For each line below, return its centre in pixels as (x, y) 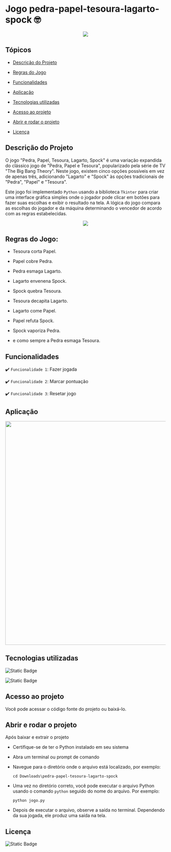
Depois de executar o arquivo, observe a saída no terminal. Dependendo (89, 810)
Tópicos (18, 50)
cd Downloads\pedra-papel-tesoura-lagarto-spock (65, 776)
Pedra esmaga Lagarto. (37, 271)
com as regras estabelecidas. (36, 213)
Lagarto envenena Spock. (40, 281)
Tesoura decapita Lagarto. (40, 301)
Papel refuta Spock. (33, 321)
